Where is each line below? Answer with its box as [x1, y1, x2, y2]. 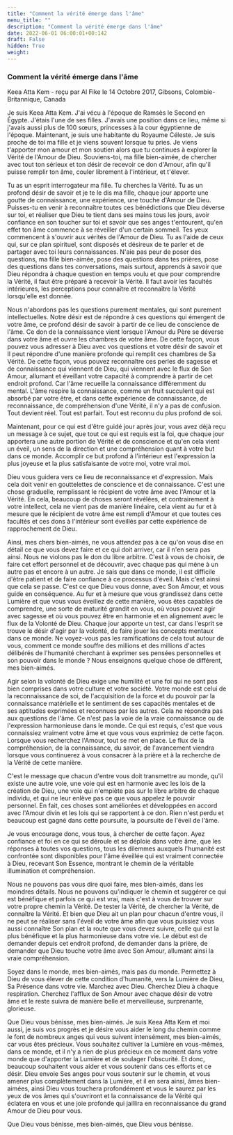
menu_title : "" [7, 17, 51, 24]
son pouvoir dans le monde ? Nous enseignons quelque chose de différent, [7, 657, 223, 665]
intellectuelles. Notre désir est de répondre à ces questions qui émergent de [7, 313, 225, 321]
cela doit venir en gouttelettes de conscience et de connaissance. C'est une [7, 481, 225, 489]
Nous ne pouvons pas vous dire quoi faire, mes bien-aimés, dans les [7, 880, 204, 889]
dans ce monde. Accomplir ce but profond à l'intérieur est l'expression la [7, 452, 216, 460]
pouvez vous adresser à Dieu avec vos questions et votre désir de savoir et [7, 342, 223, 351]
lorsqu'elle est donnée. [7, 292, 73, 300]
